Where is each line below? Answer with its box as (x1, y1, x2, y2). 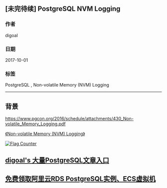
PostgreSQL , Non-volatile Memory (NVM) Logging (5, 82, 109, 88)
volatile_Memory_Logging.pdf (5, 121, 66, 127)
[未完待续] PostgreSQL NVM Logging (5, 4, 121, 13)
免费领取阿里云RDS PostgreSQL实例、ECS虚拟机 (5, 175, 156, 183)
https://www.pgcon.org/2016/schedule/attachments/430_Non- (5, 116, 134, 122)
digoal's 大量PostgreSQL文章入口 (5, 156, 109, 165)
